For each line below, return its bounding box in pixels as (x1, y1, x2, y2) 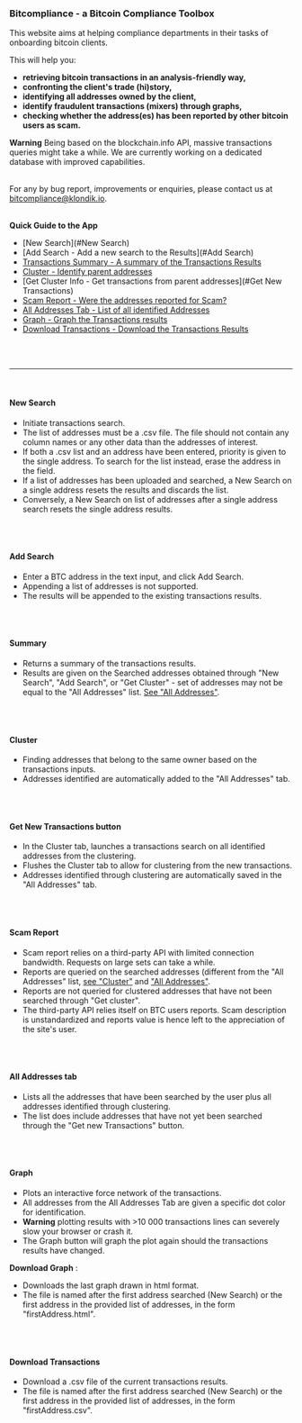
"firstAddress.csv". (22, 1405, 93, 1416)
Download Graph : (9, 1262, 78, 1273)
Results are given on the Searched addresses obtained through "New (22, 667, 280, 678)
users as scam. (22, 120, 81, 131)
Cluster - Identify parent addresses (22, 267, 153, 277)
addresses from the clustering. (22, 850, 137, 862)
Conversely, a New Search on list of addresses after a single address (22, 494, 279, 504)
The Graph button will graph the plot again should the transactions (22, 1235, 269, 1246)
